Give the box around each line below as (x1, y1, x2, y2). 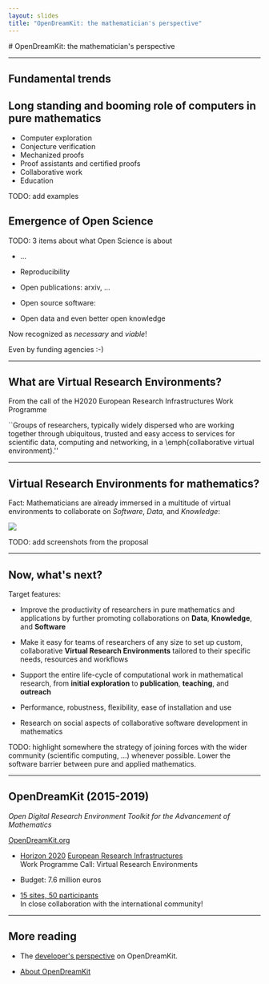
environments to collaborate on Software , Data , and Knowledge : (8, 507, 220, 516)
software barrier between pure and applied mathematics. (8, 759, 196, 768)
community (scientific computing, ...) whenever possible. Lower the (8, 751, 231, 760)
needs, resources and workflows (19, 654, 129, 664)
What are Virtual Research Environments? (8, 375, 223, 389)
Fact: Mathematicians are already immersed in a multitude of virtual (8, 498, 231, 508)
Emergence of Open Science (8, 214, 154, 229)
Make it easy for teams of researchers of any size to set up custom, (19, 637, 243, 646)
